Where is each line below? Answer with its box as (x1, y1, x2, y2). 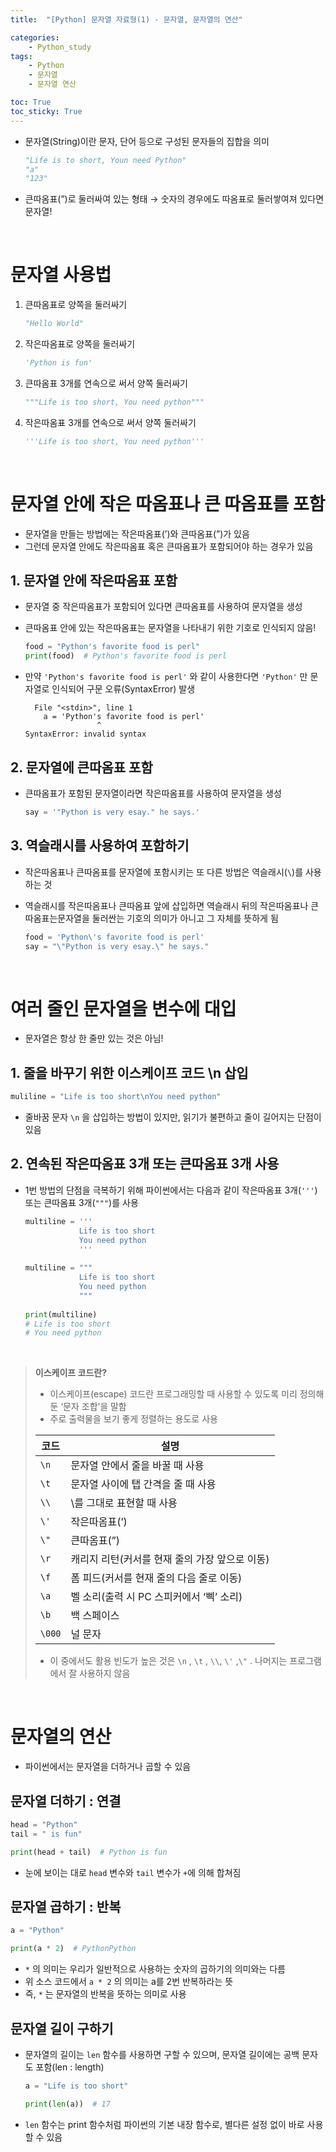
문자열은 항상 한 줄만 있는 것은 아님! (24, 1032, 164, 1045)
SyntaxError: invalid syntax (24, 729, 147, 740)
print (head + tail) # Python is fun (10, 1847, 168, 1857)
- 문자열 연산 (28, 79, 77, 90)
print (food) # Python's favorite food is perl (24, 651, 227, 661)
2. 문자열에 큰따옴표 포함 (10, 759, 153, 776)
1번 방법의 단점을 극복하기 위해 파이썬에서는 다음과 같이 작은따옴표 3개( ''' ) (24, 1184, 318, 1196)
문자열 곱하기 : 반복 (10, 1899, 122, 1916)
